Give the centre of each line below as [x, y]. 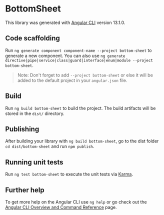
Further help [25, 190]
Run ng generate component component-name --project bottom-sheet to [78, 50]
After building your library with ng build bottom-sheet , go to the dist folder [82, 141]
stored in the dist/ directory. [35, 113]
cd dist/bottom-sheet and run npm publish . [50, 146]
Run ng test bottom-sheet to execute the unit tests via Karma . [69, 174]
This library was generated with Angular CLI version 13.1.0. [65, 22]
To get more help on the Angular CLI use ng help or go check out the [76, 202]
